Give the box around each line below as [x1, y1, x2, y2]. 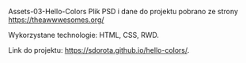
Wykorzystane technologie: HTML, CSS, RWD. [8, 31, 160, 39]
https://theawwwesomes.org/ [8, 15, 104, 24]
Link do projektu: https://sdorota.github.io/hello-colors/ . [8, 46, 190, 54]
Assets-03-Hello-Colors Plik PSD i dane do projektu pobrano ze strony [8, 7, 239, 16]
